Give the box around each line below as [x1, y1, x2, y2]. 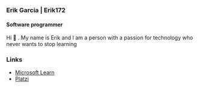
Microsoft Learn [14, 69, 55, 76]
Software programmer [6, 21, 63, 28]
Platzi [14, 75, 29, 83]
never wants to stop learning [6, 41, 77, 48]
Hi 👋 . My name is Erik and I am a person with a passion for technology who [6, 34, 194, 41]
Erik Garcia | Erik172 [6, 6, 66, 14]
